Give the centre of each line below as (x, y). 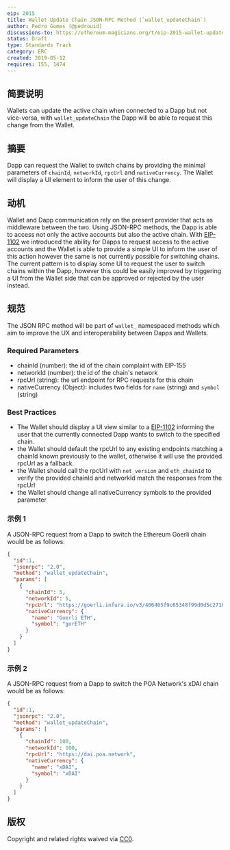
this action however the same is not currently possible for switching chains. (113, 257)
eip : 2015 (21, 13)
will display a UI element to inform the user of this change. (89, 180)
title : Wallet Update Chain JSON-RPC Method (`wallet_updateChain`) (107, 20)
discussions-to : (30, 33)
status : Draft (27, 39)
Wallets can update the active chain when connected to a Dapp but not (107, 111)
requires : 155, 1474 (37, 64)
